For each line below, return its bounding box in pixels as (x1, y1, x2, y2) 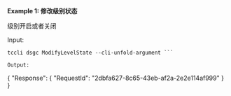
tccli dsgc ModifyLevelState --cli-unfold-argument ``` (7, 49, 174, 56)
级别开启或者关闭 (7, 22, 57, 30)
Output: (7, 62, 30, 69)
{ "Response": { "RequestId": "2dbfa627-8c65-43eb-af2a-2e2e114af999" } (7, 74, 224, 82)
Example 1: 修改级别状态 (7, 7, 78, 15)
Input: (7, 36, 24, 44)
